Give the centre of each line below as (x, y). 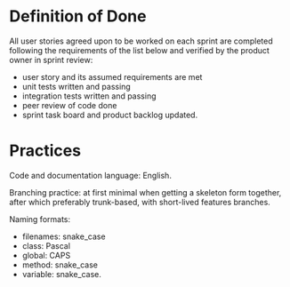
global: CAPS (46, 255)
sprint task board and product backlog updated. (110, 115)
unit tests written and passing (76, 86)
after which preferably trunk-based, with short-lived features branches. (140, 202)
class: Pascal (46, 245)
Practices (45, 151)
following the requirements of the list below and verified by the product (139, 50)
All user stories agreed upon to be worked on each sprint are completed (141, 41)
